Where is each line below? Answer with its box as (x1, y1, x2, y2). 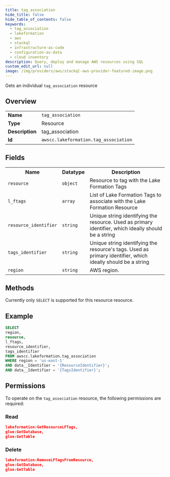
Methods (5, 284, 34, 293)
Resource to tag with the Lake (90, 177, 160, 184)
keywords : (5, 21, 26, 27)
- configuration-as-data (10, 50, 62, 55)
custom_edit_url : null (5, 64, 53, 69)
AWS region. (90, 266, 119, 273)
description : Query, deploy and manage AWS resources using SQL (5, 59, 144, 64)
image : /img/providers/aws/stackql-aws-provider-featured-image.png (5, 69, 153, 74)
